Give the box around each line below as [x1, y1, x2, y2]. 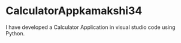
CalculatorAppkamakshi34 [5, 4, 143, 18]
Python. [5, 29, 25, 37]
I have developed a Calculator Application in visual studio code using [5, 24, 176, 31]
